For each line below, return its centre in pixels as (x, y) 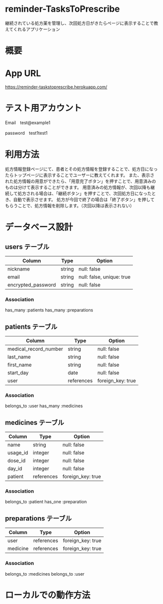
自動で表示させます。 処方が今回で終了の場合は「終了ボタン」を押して (84, 199)
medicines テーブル (35, 423)
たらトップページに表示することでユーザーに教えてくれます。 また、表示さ (80, 175)
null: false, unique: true (104, 277)
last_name (19, 357)
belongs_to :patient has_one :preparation (46, 502)
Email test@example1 (28, 123)
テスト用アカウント (44, 108)
